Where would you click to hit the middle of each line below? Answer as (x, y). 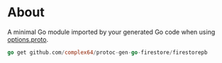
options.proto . (28, 39)
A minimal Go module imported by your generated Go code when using (111, 32)
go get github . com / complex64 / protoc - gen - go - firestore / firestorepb (107, 52)
